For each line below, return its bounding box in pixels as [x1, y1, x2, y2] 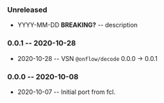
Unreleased [7, 5, 47, 15]
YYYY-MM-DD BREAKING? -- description [17, 21, 138, 29]
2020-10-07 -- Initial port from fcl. [17, 88, 116, 96]
